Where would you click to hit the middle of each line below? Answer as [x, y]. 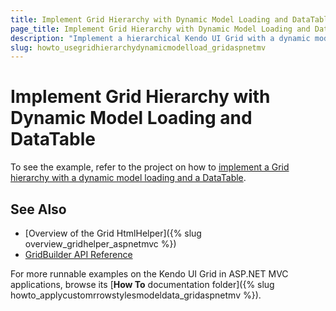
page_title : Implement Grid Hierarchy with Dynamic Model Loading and [160, 29]
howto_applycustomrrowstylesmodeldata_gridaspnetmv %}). [136, 295]
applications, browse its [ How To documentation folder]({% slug [142, 284]
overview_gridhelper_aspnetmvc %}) [100, 244]
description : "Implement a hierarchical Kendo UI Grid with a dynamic [160, 38]
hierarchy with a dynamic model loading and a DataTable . [128, 178]
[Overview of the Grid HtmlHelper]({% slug [113, 233]
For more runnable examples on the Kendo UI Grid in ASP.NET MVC [149, 274]
